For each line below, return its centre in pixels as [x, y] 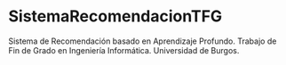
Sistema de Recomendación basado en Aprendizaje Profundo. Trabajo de [143, 41]
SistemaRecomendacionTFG [115, 16]
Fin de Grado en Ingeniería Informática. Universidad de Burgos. [124, 50]
